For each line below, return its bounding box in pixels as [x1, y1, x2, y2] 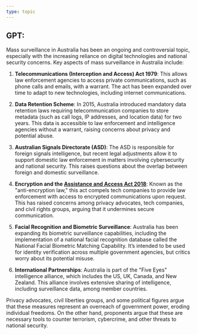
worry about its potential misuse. [14, 255, 95, 262]
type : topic [6, 8, 35, 15]
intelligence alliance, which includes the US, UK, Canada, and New [14, 273, 177, 280]
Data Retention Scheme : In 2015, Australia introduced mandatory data [14, 101, 186, 108]
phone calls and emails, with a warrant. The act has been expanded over [14, 83, 192, 90]
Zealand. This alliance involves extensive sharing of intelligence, [14, 279, 171, 286]
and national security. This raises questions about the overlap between [14, 162, 187, 170]
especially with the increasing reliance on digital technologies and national [6, 53, 187, 60]
